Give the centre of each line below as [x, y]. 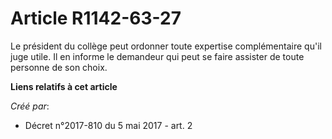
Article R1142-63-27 [96, 18]
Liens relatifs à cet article [64, 86]
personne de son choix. [59, 67]
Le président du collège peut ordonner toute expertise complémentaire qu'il [166, 46]
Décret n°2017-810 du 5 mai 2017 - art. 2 [108, 125]
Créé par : [30, 106]
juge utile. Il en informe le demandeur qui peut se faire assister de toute [157, 56]
